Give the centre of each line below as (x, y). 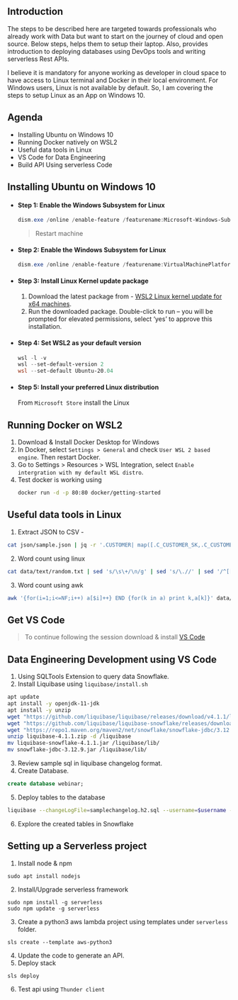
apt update (23, 697)
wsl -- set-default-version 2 (61, 364)
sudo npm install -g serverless (55, 902)
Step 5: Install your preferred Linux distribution (88, 387)
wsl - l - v (32, 358)
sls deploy (23, 976)
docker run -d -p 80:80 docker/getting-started (89, 493)
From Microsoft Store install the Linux (73, 403)
